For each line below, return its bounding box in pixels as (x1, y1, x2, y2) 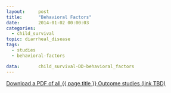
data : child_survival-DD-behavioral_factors (6, 63, 135, 69)
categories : (6, 25, 36, 31)
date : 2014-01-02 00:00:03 (6, 20, 89, 25)
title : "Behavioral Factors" (6, 14, 92, 20)
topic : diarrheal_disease (6, 36, 70, 42)
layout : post (6, 8, 49, 15)
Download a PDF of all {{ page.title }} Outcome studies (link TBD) (6, 79, 166, 86)
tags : (6, 42, 20, 48)
